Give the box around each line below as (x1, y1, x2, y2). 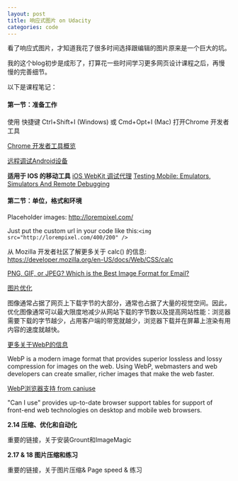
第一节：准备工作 (7, 100, 57, 108)
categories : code (7, 23, 59, 30)
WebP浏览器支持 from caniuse (7, 384, 96, 392)
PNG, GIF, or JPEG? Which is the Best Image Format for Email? (7, 268, 190, 277)
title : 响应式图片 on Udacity (7, 17, 91, 24)
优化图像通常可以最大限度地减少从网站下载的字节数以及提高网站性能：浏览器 (7, 307, 231, 316)
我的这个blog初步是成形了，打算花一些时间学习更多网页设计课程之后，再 (7, 59, 219, 67)
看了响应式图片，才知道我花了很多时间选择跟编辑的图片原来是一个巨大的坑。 (7, 44, 231, 52)
